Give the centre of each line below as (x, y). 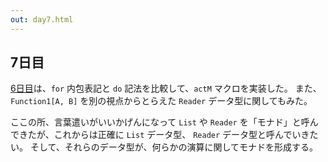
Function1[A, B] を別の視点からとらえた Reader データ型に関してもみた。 (161, 101)
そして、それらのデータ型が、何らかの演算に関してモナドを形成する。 (174, 147)
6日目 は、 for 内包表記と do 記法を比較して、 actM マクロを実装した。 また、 (166, 88)
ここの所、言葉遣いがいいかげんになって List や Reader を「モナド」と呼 (160, 122)
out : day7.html (42, 19)
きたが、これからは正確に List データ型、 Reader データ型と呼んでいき (164, 135)
